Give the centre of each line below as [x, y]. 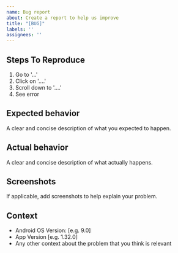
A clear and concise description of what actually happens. [80, 162]
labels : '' [20, 29]
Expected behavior [43, 113]
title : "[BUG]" [26, 23]
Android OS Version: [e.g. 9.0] [53, 230]
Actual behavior [37, 148]
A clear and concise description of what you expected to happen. [89, 128]
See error [27, 94]
